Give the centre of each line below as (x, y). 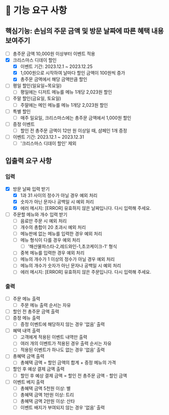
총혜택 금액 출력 (28, 356)
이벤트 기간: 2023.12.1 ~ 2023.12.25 (56, 66)
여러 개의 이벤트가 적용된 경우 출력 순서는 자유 (66, 344)
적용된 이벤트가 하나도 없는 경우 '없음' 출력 (63, 350)
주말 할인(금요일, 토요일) (37, 99)
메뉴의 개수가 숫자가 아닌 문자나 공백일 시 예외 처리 (71, 265)
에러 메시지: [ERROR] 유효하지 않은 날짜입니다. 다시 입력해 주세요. (86, 208)
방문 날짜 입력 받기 (31, 189)
